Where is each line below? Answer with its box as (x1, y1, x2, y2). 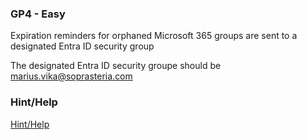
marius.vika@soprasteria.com (10, 70, 133, 82)
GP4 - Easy (10, 7, 66, 21)
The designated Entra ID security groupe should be (10, 60, 222, 72)
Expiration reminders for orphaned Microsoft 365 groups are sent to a (10, 30, 298, 42)
